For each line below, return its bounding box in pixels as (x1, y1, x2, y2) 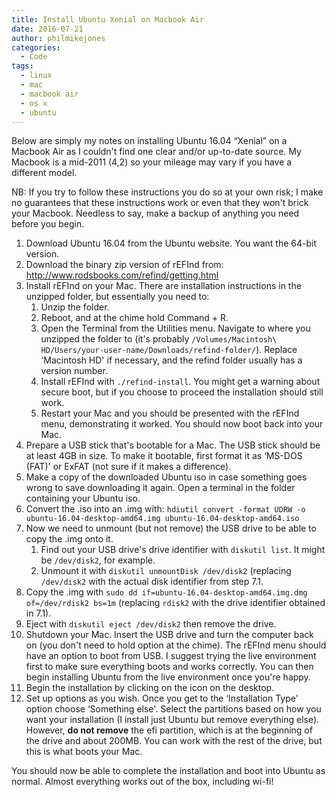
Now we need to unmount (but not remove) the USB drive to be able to (25, 522, 317, 535)
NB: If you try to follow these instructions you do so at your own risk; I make (11, 186, 324, 198)
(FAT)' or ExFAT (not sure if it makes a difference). (25, 461, 232, 473)
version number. (40, 365, 108, 377)
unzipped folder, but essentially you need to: (25, 291, 210, 303)
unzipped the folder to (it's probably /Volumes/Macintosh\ (40, 333, 278, 345)
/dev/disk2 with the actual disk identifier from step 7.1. (40, 576, 264, 588)
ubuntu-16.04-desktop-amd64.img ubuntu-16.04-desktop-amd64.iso (25, 514, 300, 524)
